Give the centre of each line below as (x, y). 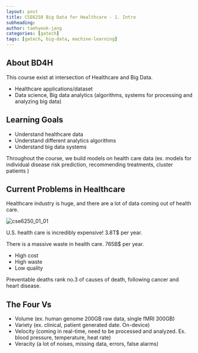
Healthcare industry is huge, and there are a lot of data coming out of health (99, 203)
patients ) (18, 171)
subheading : (21, 22)
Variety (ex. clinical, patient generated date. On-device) (82, 325)
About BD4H (30, 63)
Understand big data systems (51, 147)
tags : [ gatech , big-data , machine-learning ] (62, 39)
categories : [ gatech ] (33, 34)
